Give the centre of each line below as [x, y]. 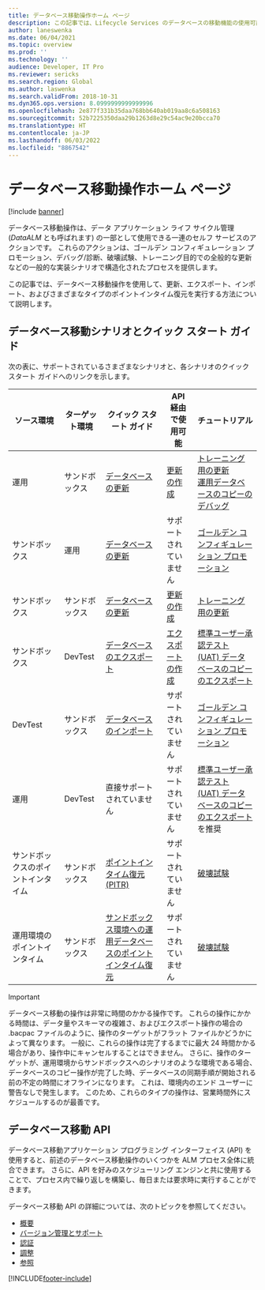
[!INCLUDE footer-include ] [50, 1278]
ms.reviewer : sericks [44, 74]
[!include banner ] [36, 212]
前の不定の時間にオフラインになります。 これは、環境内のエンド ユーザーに [131, 1082]
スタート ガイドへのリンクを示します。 [71, 377]
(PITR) [118, 885]
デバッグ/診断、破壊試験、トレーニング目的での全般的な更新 [154, 258]
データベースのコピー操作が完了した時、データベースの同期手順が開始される [132, 1073]
